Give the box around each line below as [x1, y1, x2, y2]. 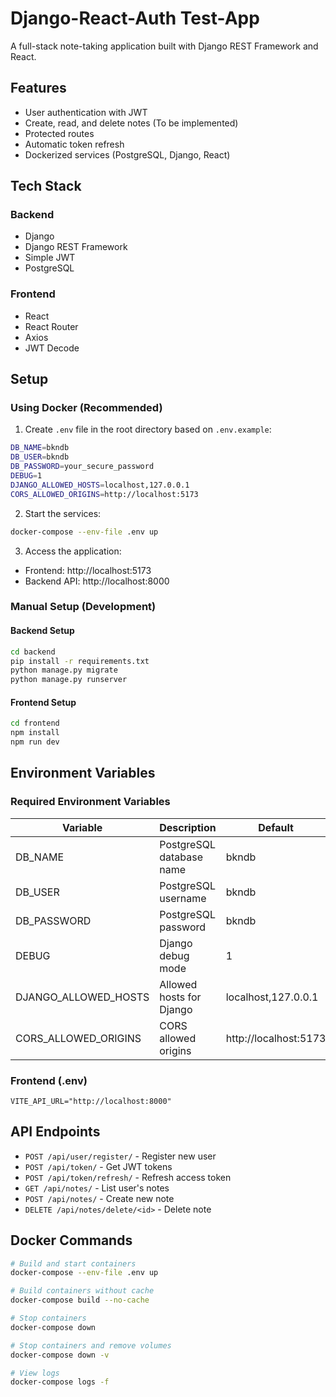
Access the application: [24, 545, 122, 557]
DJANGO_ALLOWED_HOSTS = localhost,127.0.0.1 [10, 480, 190, 490]
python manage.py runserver [10, 675, 128, 685]
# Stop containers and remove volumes [10, 1340, 172, 1351]
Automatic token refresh [24, 138, 125, 150]
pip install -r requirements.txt [10, 656, 150, 666]
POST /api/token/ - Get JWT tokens [24, 1160, 173, 1172]
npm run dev [10, 737, 60, 747]
